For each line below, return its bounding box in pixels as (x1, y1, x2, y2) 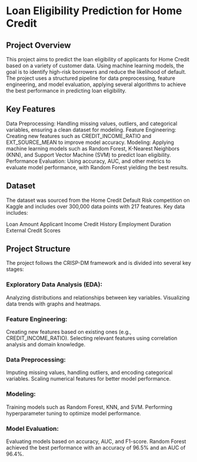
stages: (6, 266, 25, 273)
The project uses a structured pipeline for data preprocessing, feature (6, 75, 175, 81)
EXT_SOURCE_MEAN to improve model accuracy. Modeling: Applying (6, 139, 175, 146)
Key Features (6, 104, 56, 114)
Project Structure (6, 244, 71, 254)
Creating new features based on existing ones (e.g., (6, 329, 132, 336)
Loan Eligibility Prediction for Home (6, 4, 182, 18)
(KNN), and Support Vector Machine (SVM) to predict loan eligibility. (6, 151, 172, 158)
